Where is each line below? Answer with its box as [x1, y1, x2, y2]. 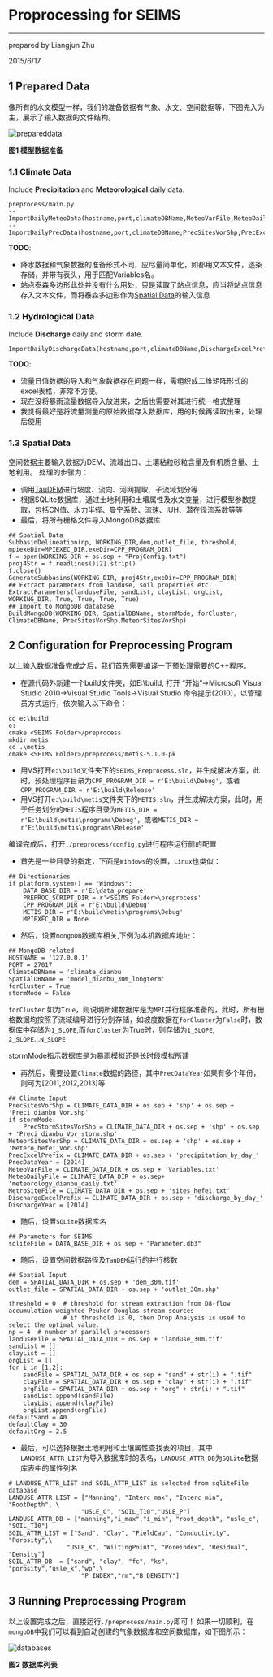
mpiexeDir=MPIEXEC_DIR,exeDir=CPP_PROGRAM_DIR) [8, 545, 173, 553]
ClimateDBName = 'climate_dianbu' [8, 968, 126, 977]
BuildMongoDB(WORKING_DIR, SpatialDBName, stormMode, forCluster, [8, 609, 238, 617]
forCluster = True [8, 982, 71, 990]
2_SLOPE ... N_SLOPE [8, 1034, 67, 1044]
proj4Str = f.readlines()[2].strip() [8, 559, 136, 568]
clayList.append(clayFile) [23, 1399, 115, 1407]
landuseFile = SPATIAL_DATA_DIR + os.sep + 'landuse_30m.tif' [8, 1335, 223, 1344]
